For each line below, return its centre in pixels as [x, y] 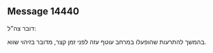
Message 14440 [43, 12]
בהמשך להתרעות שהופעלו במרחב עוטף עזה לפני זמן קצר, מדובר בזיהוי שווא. [107, 42]
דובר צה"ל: [22, 28]
